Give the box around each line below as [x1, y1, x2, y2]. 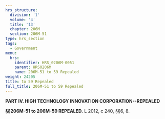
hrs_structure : [5, 7, 38, 13]
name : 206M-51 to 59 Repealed [14, 70, 79, 75]
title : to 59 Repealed [5, 79, 54, 84]
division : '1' [10, 12, 40, 17]
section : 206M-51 [10, 31, 47, 36]
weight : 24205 [5, 74, 36, 80]
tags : [5, 41, 17, 46]
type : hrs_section [5, 36, 45, 42]
